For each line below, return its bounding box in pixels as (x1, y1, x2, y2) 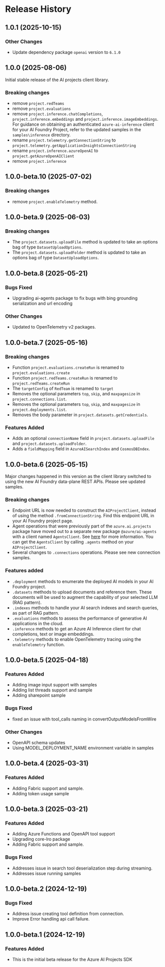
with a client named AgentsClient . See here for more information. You (12, 533, 154, 540)
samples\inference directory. (12, 132, 71, 138)
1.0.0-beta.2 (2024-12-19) (5, 885, 87, 893)
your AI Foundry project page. (12, 518, 73, 524)
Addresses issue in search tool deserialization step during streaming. (12, 865, 153, 871)
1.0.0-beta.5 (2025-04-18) (5, 656, 89, 664)
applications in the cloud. (12, 620, 64, 627)
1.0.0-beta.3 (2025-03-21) (5, 805, 88, 814)
